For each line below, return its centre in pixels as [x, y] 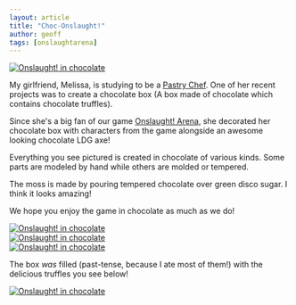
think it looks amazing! [50, 194]
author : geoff [36, 34]
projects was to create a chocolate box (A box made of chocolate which [141, 95]
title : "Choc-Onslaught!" [57, 26]
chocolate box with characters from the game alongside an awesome [136, 131]
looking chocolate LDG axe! [60, 140]
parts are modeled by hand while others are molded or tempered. [129, 167]
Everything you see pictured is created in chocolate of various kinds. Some [147, 158]
